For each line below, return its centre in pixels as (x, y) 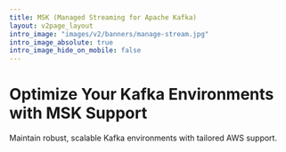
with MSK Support (78, 113)
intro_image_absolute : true (61, 42)
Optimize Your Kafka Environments (142, 95)
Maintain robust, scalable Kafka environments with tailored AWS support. (143, 138)
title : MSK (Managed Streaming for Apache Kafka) (103, 17)
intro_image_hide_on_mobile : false (75, 51)
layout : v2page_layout (51, 26)
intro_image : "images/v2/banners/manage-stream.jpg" (109, 34)
